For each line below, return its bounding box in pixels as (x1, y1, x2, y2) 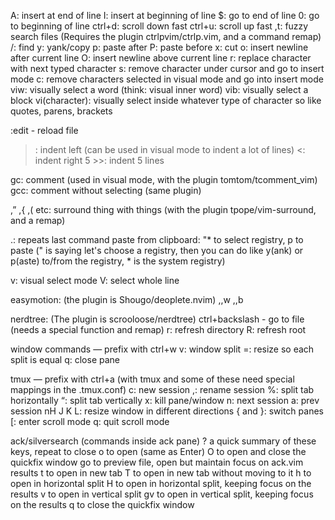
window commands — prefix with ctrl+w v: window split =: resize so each (10, 343, 315, 355)
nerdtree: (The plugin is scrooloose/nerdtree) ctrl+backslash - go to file (10, 313, 305, 325)
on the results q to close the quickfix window (10, 499, 195, 510)
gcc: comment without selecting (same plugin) (10, 185, 202, 196)
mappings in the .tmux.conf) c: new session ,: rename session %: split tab (10, 384, 315, 395)
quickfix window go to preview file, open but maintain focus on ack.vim (10, 456, 304, 468)
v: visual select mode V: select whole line (10, 275, 180, 286)
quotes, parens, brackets (10, 105, 113, 117)
